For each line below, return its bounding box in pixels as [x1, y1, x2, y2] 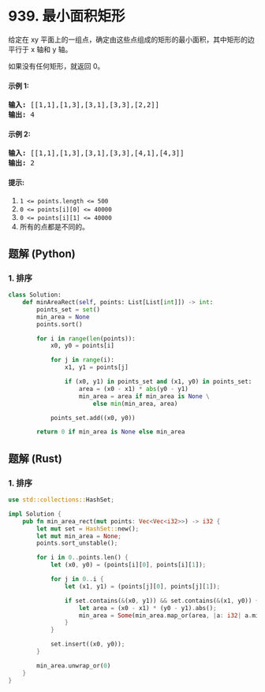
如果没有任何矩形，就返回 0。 [8, 61, 105, 71]
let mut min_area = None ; [36, 532, 122, 540]
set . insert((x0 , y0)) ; [50, 640, 125, 649]
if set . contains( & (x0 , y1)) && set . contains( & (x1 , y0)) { [64, 597, 259, 605]
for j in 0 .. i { [50, 575, 104, 583]
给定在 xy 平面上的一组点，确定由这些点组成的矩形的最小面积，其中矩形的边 [8, 35, 255, 44]
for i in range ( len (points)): [36, 334, 136, 343]
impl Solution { [8, 510, 62, 518]
